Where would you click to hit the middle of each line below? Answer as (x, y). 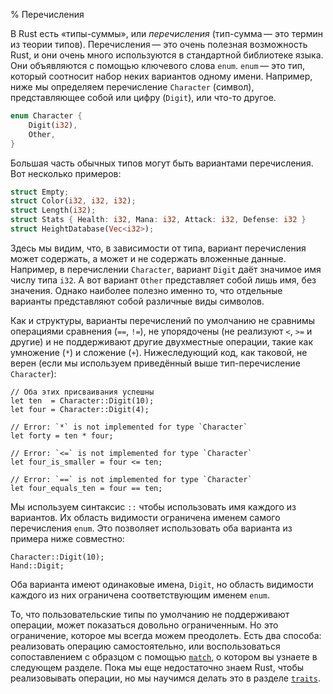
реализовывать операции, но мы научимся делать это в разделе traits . (165, 678)
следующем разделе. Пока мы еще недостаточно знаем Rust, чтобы (157, 667)
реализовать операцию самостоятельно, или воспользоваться (145, 646)
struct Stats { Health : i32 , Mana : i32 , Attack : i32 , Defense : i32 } (158, 220)
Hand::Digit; (37, 565)
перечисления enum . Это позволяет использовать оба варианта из (151, 528)
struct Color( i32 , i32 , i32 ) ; (73, 201)
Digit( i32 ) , (53, 125)
